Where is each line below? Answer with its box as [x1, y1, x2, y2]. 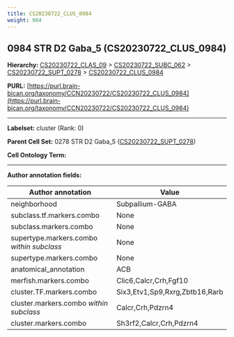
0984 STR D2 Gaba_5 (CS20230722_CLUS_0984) [7, 42, 227, 54]
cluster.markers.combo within [10, 299, 108, 308]
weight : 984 [7, 17, 42, 24]
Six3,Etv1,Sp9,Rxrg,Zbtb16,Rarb [116, 287, 224, 297]
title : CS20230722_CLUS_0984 [7, 10, 92, 17]
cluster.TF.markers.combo [10, 287, 97, 297]
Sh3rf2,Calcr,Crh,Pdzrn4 [116, 318, 198, 328]
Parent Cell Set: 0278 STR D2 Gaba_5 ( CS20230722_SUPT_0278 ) [7, 137, 196, 146]
